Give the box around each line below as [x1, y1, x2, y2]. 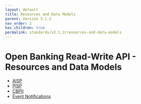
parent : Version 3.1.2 [5, 16, 52, 21]
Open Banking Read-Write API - [5, 51, 137, 62]
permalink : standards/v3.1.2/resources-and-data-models [5, 30, 122, 35]
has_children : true [5, 26, 45, 30]
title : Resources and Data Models [5, 12, 76, 17]
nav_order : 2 [5, 21, 32, 26]
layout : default [5, 7, 38, 12]
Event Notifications [12, 93, 51, 99]
